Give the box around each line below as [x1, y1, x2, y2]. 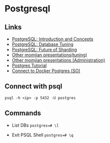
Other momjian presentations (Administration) [11, 57, 106, 63]
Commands [4, 109, 42, 118]
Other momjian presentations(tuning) [11, 52, 88, 58]
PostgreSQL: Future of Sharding [11, 47, 77, 52]
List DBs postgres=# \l [11, 122, 59, 128]
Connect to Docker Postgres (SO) [11, 68, 80, 74]
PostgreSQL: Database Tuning [11, 41, 74, 47]
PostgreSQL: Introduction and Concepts [11, 36, 94, 42]
